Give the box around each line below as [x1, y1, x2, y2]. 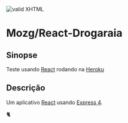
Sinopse [6, 50, 38, 60]
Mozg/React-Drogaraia [6, 27, 123, 40]
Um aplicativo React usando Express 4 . [6, 99, 103, 106]
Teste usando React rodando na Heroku [6, 66, 105, 72]
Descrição [6, 83, 45, 93]
